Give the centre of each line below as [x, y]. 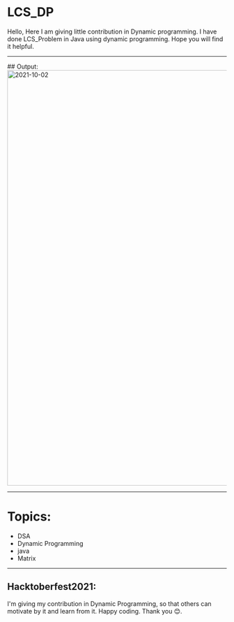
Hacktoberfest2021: [52, 587]
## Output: [23, 66]
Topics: [29, 517]
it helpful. [21, 46]
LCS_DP [31, 12]
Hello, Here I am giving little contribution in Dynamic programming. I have [112, 31]
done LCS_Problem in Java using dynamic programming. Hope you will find [115, 38]
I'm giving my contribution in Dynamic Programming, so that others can [109, 603]
